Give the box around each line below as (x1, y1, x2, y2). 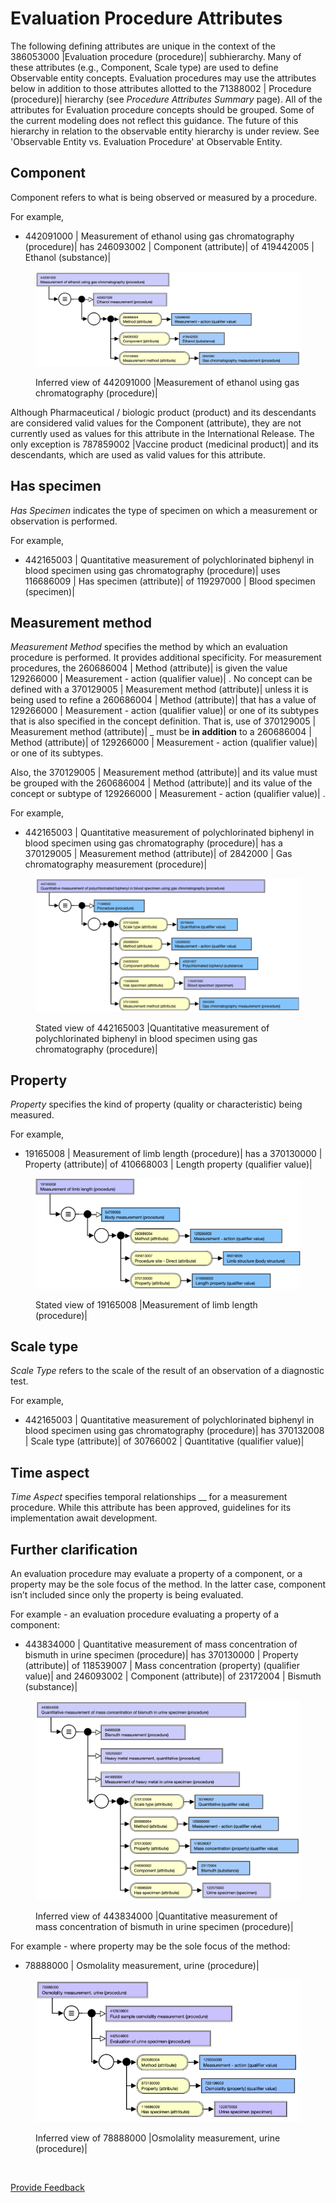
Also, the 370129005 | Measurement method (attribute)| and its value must (10, 767, 318, 779)
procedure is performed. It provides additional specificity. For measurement (10, 652, 322, 664)
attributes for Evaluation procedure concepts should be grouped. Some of (10, 103, 315, 116)
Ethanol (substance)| (24, 251, 112, 263)
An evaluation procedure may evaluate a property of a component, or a (10, 1567, 303, 1579)
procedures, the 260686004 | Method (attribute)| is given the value (10, 662, 288, 674)
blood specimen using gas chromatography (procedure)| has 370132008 (24, 1425, 325, 1437)
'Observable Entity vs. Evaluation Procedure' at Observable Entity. (10, 135, 283, 147)
